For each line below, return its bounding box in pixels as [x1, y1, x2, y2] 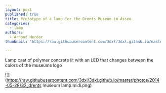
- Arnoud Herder [9, 35, 43, 40]
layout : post [5, 7, 32, 12]
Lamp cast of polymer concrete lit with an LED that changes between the [5, 57, 154, 63]
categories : [5, 21, 30, 26]
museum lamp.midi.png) [42, 82, 92, 88]
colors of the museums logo [5, 62, 62, 68]
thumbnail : [5, 39, 28, 44]
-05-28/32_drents [5, 82, 42, 88]
